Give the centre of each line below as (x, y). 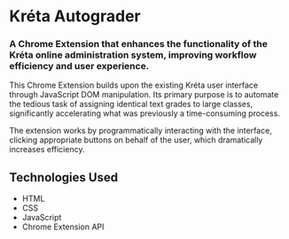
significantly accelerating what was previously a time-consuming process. (145, 113)
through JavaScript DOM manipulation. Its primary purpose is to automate (144, 95)
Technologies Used (63, 177)
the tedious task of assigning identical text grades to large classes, (131, 104)
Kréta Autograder (75, 16)
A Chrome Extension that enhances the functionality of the (138, 44)
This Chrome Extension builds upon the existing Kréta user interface (134, 85)
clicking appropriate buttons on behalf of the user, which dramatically (136, 140)
